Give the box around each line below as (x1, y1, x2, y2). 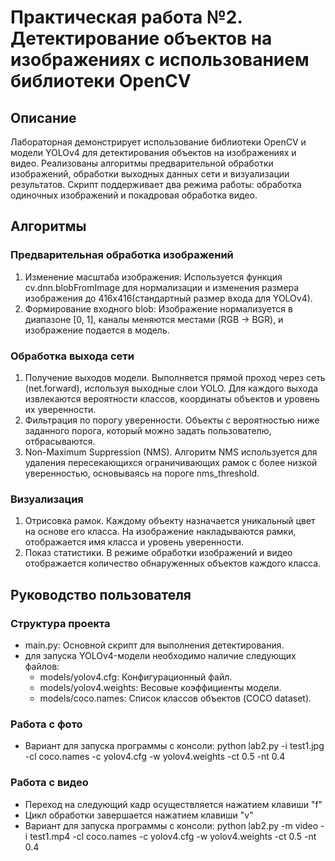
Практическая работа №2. (10, 6, 243, 29)
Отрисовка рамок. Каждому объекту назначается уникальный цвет (24, 515, 316, 527)
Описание (10, 109, 77, 126)
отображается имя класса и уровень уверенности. (24, 536, 245, 548)
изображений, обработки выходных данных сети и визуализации (10, 168, 290, 180)
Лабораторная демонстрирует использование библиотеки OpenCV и (10, 136, 307, 148)
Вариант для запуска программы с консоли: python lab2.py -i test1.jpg (24, 740, 325, 752)
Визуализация (10, 492, 84, 506)
